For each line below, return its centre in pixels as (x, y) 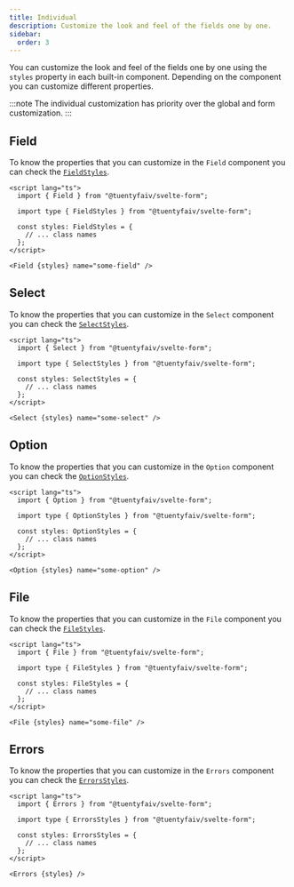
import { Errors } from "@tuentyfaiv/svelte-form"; (115, 804)
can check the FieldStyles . (60, 172)
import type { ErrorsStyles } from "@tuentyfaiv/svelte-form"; (136, 820)
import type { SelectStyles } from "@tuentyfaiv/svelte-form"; (136, 364)
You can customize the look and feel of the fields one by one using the (138, 68)
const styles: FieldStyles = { (75, 228)
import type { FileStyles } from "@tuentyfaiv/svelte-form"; (133, 667)
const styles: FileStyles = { (73, 683)
